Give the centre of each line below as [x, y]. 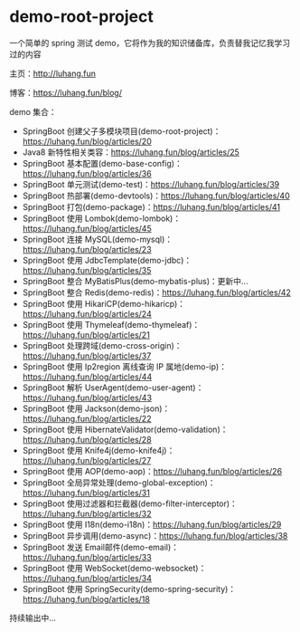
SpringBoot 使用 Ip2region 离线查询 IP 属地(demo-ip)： [125, 366]
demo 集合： [33, 111]
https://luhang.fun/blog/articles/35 [87, 270]
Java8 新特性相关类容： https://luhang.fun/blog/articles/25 [131, 152]
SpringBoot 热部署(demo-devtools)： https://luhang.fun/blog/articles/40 [156, 196]
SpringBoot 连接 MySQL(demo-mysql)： [98, 239]
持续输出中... [33, 618]
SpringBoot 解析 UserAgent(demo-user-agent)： [113, 388]
